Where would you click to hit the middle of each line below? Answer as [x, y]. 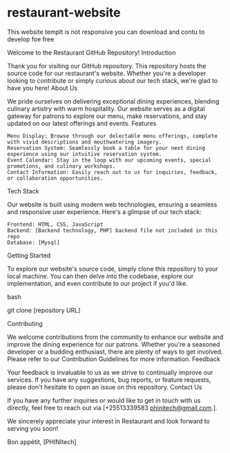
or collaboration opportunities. [55, 178]
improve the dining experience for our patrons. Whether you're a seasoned [114, 344]
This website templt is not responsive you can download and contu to [106, 32]
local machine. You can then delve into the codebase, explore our [100, 276]
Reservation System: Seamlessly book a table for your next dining [106, 148]
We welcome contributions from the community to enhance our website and [115, 337]
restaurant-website [64, 13]
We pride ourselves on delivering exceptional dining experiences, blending [113, 101]
